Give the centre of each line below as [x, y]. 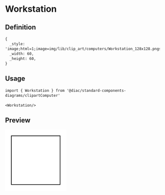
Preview [18, 121]
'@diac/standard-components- [96, 90]
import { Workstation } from [35, 90]
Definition [20, 27]
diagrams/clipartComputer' [33, 95]
